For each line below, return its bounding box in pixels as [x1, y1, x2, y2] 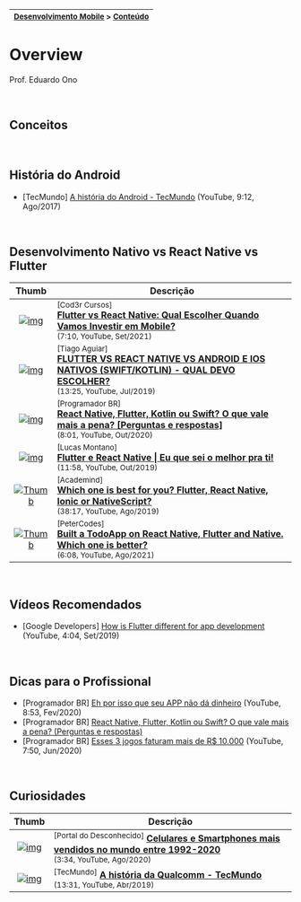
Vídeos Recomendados [9, 597, 142, 612]
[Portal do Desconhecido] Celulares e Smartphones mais [53, 830, 280, 845]
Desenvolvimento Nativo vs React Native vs [9, 244, 259, 259]
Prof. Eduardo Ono [9, 74, 78, 84]
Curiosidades [9, 789, 87, 804]
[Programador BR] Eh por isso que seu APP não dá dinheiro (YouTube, [21, 697, 281, 708]
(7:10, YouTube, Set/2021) [56, 331, 152, 342]
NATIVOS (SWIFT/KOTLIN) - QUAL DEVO [56, 363, 236, 376]
